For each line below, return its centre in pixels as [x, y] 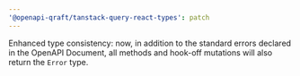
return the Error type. [49, 62]
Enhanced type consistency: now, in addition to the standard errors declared [150, 43]
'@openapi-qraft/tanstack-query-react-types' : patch [109, 17]
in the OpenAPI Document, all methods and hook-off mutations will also [141, 52]
